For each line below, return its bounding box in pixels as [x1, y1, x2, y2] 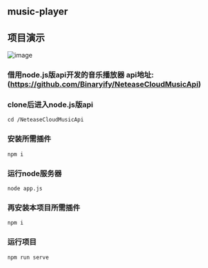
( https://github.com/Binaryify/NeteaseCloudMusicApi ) [7, 80, 202, 90]
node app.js [7, 185, 43, 193]
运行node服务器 [7, 168, 62, 178]
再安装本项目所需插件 [7, 203, 80, 213]
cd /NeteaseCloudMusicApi [7, 117, 84, 124]
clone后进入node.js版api [7, 100, 94, 109]
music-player [7, 6, 68, 18]
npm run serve [7, 254, 50, 261]
